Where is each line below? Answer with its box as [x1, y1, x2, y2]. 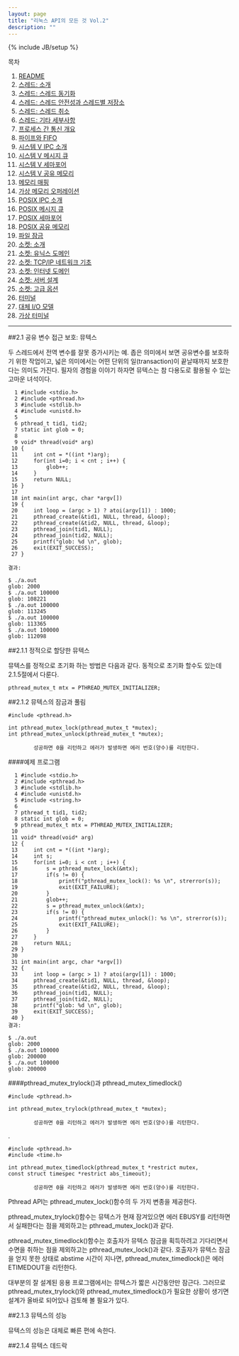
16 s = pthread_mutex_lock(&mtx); [11, 865, 139, 873]
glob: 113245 [8, 608, 47, 615]
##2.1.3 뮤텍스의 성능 [8, 1311, 67, 1320]
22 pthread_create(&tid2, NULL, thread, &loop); [11, 520, 171, 527]
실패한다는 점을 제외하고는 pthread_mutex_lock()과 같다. [15, 1222, 174, 1230]
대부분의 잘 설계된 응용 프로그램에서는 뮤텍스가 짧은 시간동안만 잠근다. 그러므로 [8, 1279, 226, 1287]
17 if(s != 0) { [11, 871, 84, 878]
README [18, 72, 45, 80]
